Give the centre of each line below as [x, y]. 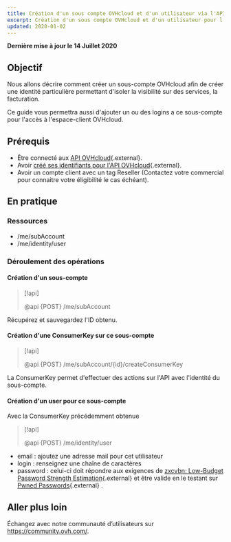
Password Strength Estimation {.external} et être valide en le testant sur [118, 478]
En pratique [32, 202]
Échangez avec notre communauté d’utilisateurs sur [81, 524]
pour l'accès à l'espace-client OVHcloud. [65, 120]
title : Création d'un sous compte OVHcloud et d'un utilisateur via [107, 13]
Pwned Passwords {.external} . [60, 485]
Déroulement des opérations [56, 261]
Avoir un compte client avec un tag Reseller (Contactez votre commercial [120, 172]
